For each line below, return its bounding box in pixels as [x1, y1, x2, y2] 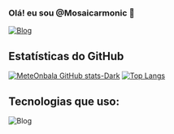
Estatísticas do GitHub [8, 49, 124, 63]
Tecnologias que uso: [8, 94, 120, 108]
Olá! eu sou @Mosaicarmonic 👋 [8, 7, 135, 19]
